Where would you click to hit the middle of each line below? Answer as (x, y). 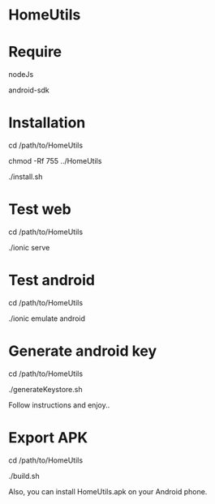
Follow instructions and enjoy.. (59, 405)
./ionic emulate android (47, 318)
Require (35, 52)
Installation (47, 123)
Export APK (48, 438)
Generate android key (83, 351)
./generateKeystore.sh (45, 389)
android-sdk (29, 90)
